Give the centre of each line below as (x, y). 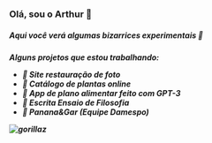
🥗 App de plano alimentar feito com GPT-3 (101, 93)
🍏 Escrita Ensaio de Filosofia (76, 102)
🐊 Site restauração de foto (71, 74)
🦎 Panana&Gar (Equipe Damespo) (86, 112)
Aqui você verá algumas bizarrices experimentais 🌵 (106, 35)
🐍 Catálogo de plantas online (76, 84)
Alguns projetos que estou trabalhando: (84, 57)
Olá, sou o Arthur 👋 (51, 14)
